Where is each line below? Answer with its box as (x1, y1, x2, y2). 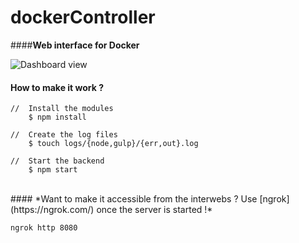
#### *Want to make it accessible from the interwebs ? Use (10, 193, 258, 205)
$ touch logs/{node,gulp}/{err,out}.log (28, 139, 199, 149)
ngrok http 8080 (10, 223, 78, 233)
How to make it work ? (10, 81, 105, 93)
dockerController (10, 6, 156, 29)
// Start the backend (10, 156, 105, 166)
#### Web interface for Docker (10, 39, 140, 51)
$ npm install (28, 112, 87, 123)
